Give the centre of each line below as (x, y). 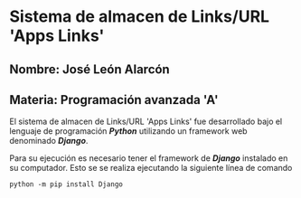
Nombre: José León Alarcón (89, 69)
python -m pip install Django (66, 184)
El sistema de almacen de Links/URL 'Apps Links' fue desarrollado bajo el (146, 122)
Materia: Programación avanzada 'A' (114, 100)
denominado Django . (49, 141)
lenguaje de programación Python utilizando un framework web (128, 131)
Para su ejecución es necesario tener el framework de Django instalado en (149, 158)
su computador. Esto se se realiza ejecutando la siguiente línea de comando (151, 168)
